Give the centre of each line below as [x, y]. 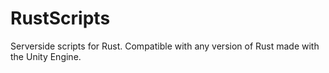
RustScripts [60, 18]
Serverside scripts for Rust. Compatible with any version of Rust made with [165, 46]
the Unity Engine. [46, 56]
